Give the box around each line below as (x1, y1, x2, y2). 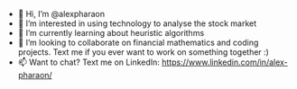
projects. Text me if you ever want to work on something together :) (17, 47, 269, 58)
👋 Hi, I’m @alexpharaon (17, 9, 106, 19)
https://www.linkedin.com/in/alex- (162, 57, 289, 67)
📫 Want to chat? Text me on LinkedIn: (17, 57, 161, 67)
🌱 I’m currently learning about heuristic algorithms (17, 28, 205, 38)
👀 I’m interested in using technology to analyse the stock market (17, 18, 257, 29)
